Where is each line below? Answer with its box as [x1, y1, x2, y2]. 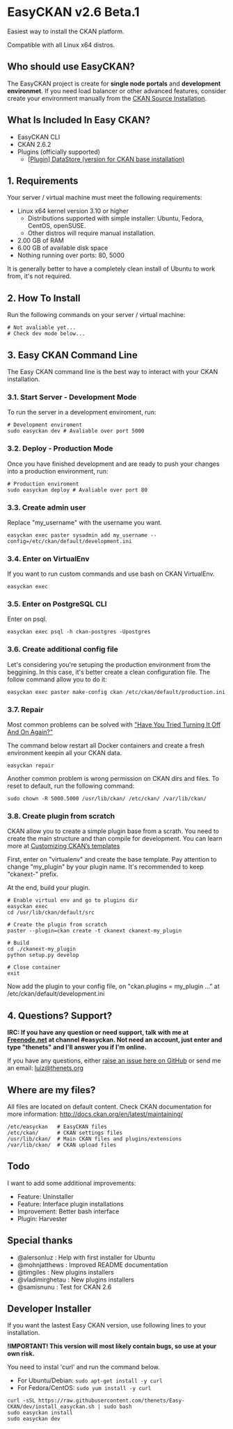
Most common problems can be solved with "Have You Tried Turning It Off [7, 720, 221, 729]
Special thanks [7, 1235, 73, 1247]
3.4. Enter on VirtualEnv [7, 554, 90, 563]
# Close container [7, 964, 61, 971]
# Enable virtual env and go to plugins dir [7, 897, 138, 904]
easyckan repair [7, 762, 54, 769]
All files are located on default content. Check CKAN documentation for [7, 1103, 212, 1111]
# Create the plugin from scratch [7, 921, 108, 928]
